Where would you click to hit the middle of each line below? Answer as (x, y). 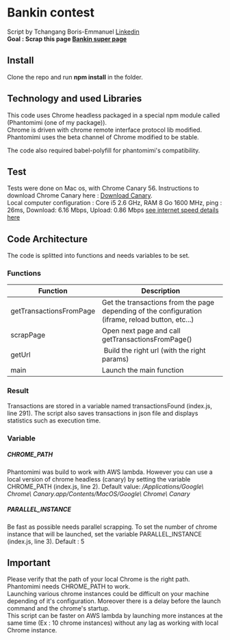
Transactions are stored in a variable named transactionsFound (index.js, (110, 405)
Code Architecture (47, 239)
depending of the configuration (152, 311)
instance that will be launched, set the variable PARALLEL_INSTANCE (104, 534)
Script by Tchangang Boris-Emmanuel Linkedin (73, 32)
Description (161, 291)
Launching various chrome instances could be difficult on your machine (108, 594)
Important (29, 563)
